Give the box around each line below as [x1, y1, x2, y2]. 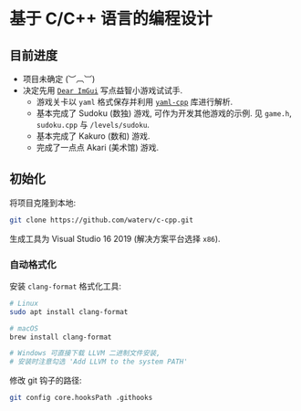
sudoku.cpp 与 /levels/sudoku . [36, 120, 150, 130]
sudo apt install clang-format [9, 307, 129, 316]
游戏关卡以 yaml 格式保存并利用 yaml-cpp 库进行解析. [36, 97, 234, 107]
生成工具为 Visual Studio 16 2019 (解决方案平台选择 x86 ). [9, 233, 221, 244]
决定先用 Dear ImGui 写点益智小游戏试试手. [22, 85, 183, 96]
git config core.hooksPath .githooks [9, 394, 153, 403]
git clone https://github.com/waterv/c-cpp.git [9, 216, 194, 225]
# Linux [9, 299, 39, 308]
